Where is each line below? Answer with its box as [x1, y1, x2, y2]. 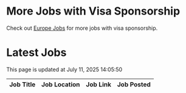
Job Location [41, 80, 80, 89]
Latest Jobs [6, 46, 67, 60]
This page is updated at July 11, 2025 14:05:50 [6, 66, 123, 73]
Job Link [86, 80, 111, 89]
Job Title [9, 80, 36, 89]
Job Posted [117, 80, 151, 89]
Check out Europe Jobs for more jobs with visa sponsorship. [6, 24, 158, 32]
